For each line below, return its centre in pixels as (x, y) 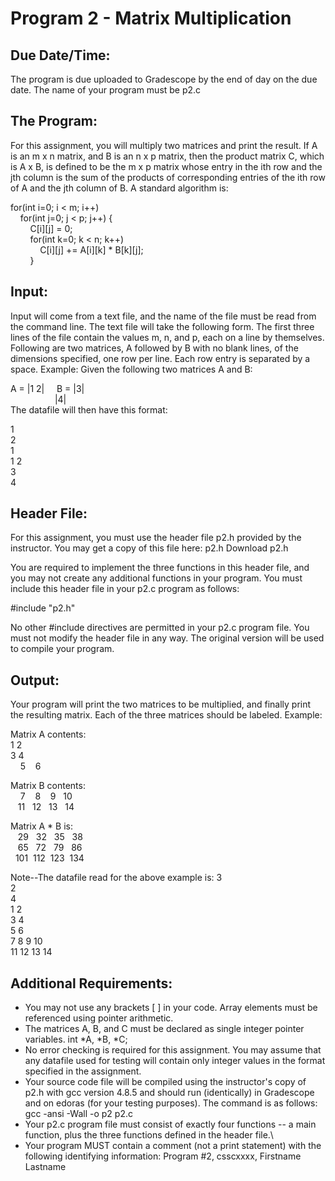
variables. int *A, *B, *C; (76, 1039)
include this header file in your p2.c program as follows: (125, 589)
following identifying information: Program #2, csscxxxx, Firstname (163, 1156)
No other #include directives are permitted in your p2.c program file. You (160, 628)
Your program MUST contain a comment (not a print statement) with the (173, 1146)
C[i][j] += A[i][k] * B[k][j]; (91, 249)
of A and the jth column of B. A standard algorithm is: (119, 188)
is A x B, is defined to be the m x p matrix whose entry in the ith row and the (166, 166)
